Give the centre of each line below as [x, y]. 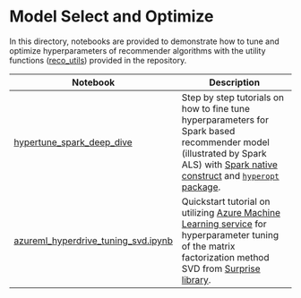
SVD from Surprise [221, 268]
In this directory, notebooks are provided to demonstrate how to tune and [144, 41]
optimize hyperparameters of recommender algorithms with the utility [138, 50]
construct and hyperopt [230, 175]
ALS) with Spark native [229, 165]
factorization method [225, 257]
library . [196, 279]
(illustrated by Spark [224, 153]
